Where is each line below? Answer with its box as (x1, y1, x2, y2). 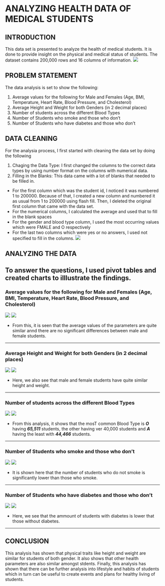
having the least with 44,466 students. (12, 431, 91, 437)
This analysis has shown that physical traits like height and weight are (5, 550, 146, 556)
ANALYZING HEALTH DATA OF (5, 3, 132, 14)
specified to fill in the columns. (12, 235, 75, 241)
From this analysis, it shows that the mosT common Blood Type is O (12, 421, 149, 426)
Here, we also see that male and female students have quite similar (12, 377, 148, 383)
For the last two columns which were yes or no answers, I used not (12, 229, 148, 235)
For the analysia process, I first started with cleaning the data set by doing (5, 147, 155, 153)
